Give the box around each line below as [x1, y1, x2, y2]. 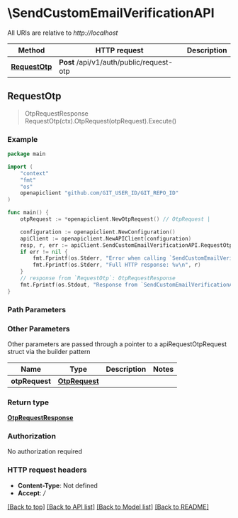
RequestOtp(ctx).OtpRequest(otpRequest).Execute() [24, 116, 177, 125]
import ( [7, 163, 33, 170]
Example [7, 134, 38, 144]
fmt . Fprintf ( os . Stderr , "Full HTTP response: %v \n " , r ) [33, 261, 201, 269]
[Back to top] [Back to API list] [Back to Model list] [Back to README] [7, 502, 209, 511]
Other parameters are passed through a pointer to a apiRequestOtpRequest [7, 339, 227, 348]
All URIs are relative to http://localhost [7, 28, 118, 37]
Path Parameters [7, 304, 66, 314]
